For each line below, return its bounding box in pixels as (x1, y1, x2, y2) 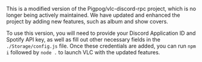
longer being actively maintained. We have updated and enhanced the (6, 11, 180, 19)
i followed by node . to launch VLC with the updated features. (6, 49, 160, 56)
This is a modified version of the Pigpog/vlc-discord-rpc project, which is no (6, 5, 197, 12)
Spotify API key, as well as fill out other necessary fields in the (6, 36, 161, 43)
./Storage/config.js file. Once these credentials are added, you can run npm (6, 42, 196, 49)
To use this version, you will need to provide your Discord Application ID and (6, 29, 196, 37)
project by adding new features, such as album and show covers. (6, 18, 169, 25)
